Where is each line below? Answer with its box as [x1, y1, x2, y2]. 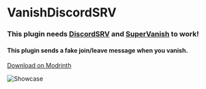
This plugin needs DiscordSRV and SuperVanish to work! [7, 29, 199, 39]
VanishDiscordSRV [7, 5, 117, 21]
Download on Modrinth [7, 62, 72, 70]
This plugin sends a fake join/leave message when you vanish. [7, 46, 188, 54]
